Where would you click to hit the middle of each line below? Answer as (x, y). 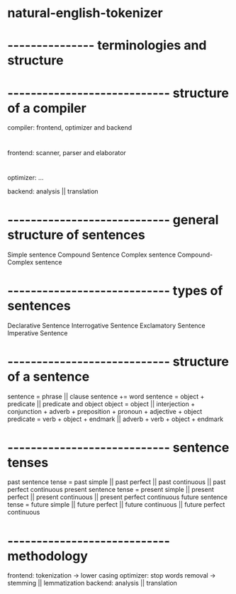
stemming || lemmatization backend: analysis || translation (92, 583)
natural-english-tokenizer (85, 13)
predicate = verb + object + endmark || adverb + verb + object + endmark (116, 419)
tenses (28, 463)
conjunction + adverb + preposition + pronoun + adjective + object (105, 411)
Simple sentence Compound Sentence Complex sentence (91, 254)
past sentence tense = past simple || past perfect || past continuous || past (117, 482)
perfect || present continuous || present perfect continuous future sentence (118, 497)
